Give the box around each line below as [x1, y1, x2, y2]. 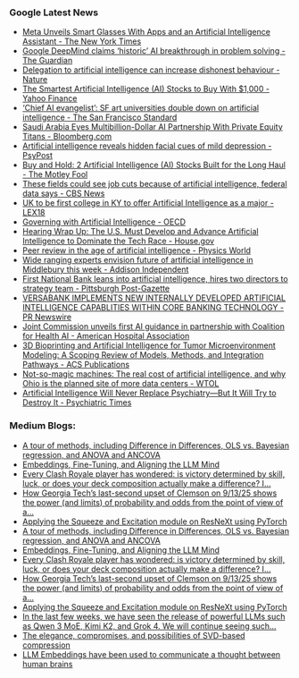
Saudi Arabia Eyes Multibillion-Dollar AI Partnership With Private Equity [21, 122, 283, 132]
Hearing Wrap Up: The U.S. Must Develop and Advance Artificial [21, 226, 259, 237]
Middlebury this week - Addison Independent [21, 264, 189, 275]
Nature [21, 74, 48, 85]
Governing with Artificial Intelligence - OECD [21, 216, 186, 227]
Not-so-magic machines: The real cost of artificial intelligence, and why [21, 369, 287, 379]
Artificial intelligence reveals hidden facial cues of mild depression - [21, 140, 272, 151]
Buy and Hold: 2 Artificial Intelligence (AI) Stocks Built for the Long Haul [21, 159, 286, 171]
